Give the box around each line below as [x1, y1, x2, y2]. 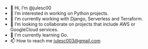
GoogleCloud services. [10, 27, 59, 33]
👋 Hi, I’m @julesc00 [10, 5, 52, 11]
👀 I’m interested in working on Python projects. [10, 10, 109, 16]
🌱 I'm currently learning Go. [10, 32, 68, 38]
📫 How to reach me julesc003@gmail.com [10, 38, 101, 43]
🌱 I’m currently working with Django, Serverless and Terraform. [10, 16, 143, 21]
